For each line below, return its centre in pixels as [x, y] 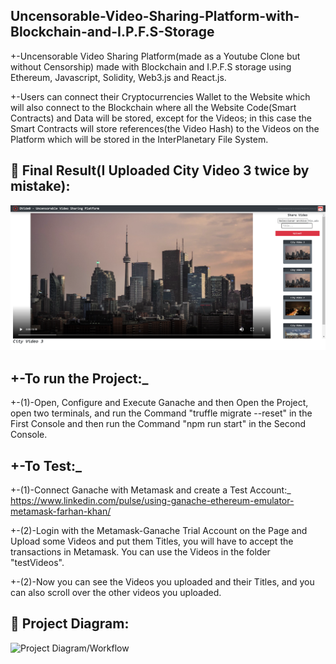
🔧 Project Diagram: [70, 624]
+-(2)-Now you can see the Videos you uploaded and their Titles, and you [162, 582]
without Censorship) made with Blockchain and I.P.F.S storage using [151, 66]
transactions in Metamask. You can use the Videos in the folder [140, 552]
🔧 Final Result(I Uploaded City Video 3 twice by [160, 170]
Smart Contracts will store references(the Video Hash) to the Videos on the [165, 128]
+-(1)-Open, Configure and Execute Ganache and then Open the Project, [159, 403]
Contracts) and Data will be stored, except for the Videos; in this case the [161, 118]
